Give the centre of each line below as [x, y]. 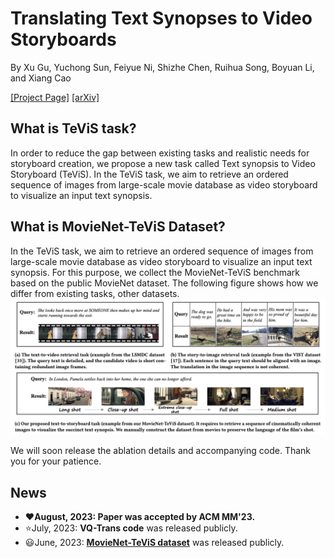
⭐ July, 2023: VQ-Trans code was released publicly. [131, 528]
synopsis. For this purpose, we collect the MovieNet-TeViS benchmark [155, 272]
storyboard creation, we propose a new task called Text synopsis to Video [163, 163]
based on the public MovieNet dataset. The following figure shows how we [164, 283]
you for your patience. [56, 461]
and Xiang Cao [41, 78]
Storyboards [63, 39]
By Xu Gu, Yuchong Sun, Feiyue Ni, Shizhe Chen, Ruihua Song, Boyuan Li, [162, 67]
